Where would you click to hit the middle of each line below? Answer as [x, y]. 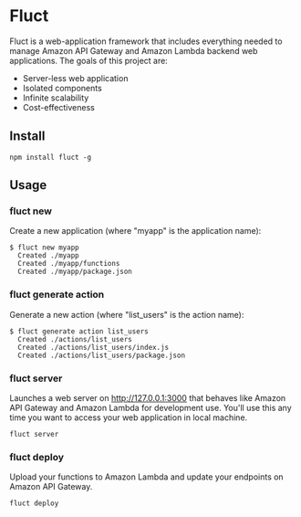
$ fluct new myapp [44, 248]
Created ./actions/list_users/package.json [101, 355]
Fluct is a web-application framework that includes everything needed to [146, 41]
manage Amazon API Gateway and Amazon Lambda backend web [134, 50]
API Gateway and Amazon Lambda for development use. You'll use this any [150, 408]
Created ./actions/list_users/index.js [93, 347]
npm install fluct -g [51, 157]
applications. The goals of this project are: [89, 60]
